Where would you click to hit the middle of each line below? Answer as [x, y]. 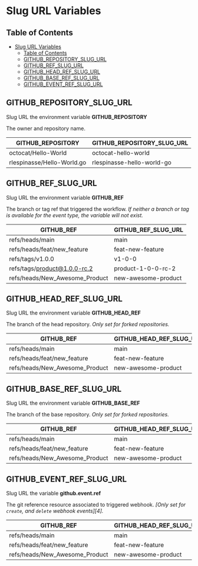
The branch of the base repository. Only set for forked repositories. [88, 415]
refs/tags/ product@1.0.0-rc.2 [51, 268]
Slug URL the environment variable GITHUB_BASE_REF [73, 403]
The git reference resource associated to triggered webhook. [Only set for [96, 505]
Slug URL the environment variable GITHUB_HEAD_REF [74, 313]
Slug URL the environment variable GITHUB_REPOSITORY [77, 117]
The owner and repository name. [46, 128]
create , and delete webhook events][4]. [55, 511]
